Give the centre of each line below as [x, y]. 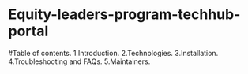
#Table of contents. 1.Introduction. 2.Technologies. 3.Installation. [113, 53]
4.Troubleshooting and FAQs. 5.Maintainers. [79, 61]
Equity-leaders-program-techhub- [124, 15]
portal [28, 31]
